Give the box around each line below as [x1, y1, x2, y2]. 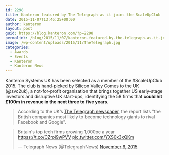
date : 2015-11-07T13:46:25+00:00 [5, 17, 75, 22]
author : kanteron [5, 21, 42, 27]
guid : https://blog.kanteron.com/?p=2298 [5, 31, 94, 36]
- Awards [10, 49, 28, 54]
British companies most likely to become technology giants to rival [17, 114, 155, 120]
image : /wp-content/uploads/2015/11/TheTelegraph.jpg [5, 40, 121, 45]
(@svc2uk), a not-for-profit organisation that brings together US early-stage [5, 88, 163, 94]
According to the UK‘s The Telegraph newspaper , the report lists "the [17, 109, 161, 115]
